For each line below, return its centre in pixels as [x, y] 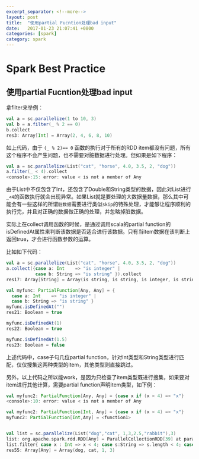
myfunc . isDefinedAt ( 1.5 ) [37, 339]
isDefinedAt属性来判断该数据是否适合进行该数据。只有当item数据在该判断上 [98, 232]
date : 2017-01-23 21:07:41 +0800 [50, 28]
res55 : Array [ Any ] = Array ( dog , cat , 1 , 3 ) [61, 450]
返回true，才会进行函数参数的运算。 [50, 239]
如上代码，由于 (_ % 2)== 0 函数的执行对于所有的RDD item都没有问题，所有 [99, 147]
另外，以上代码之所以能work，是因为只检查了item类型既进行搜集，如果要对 [98, 377]
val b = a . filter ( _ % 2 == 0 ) [44, 124]
